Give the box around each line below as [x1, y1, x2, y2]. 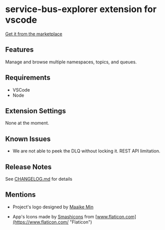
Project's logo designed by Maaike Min [12, 204, 94, 210]
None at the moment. [5, 120, 49, 126]
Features [5, 45, 34, 54]
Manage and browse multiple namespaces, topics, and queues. [5, 59, 137, 65]
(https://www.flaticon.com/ [12, 219, 69, 225]
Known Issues [5, 134, 51, 143]
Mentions [5, 190, 36, 199]
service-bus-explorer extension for [5, 4, 157, 15]
